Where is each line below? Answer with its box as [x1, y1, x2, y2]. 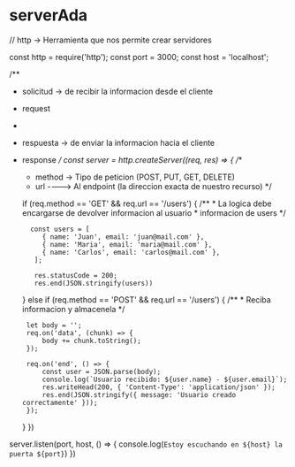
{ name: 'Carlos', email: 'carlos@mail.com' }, [42, 248, 221, 256]
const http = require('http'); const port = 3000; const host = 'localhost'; [9, 51, 269, 62]
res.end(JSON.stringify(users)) [34, 279, 154, 287]
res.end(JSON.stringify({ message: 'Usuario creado [42, 390, 237, 399]
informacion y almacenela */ [21, 303, 125, 314]
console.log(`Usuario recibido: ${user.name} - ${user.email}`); [42, 375, 288, 384]
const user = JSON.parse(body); [42, 367, 162, 376]
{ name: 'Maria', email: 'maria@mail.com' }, [42, 240, 213, 249]
